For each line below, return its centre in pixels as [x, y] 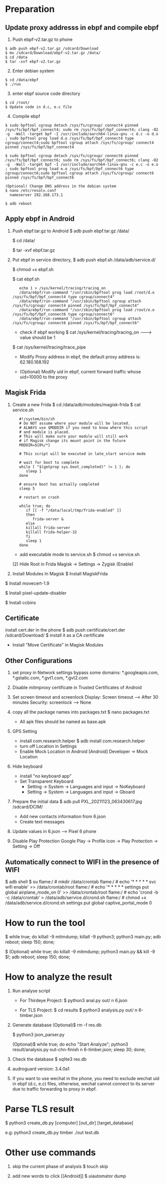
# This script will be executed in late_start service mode [83, 454]
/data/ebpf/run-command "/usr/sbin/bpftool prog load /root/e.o [87, 310]
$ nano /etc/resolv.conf [31, 190]
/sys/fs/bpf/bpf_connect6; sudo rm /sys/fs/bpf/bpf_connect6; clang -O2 [82, 160]
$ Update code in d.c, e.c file [38, 107]
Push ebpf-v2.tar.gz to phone [42, 39]
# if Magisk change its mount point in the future [72, 441]
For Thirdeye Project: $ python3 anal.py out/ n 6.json [74, 1000]
